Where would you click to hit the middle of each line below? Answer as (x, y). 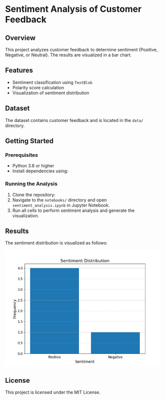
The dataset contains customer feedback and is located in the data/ (74, 120)
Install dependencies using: (40, 171)
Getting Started (29, 141)
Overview (21, 38)
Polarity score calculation (38, 87)
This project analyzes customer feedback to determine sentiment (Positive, (82, 50)
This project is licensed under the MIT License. (53, 392)
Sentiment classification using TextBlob (52, 82)
